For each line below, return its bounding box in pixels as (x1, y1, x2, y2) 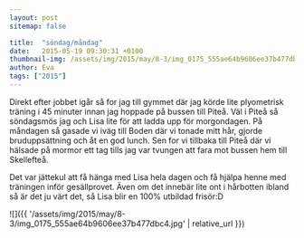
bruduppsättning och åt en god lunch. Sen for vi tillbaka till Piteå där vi (9, 135, 271, 146)
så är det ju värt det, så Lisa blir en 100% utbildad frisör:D (9, 191, 224, 202)
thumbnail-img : (9, 55, 67, 64)
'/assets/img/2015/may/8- (29, 208, 126, 219)
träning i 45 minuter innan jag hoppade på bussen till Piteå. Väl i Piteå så (9, 106, 279, 117)
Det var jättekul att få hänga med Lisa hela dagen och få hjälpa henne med (9, 171, 287, 182)
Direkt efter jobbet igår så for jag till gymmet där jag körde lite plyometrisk (9, 96, 285, 107)
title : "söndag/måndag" (9, 38, 103, 47)
